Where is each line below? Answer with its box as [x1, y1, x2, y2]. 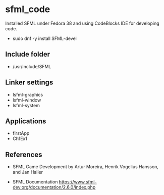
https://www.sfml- [59, 179, 97, 185]
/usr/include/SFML [12, 63, 51, 69]
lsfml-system [12, 102, 40, 108]
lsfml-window [12, 97, 41, 103]
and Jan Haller [12, 169, 43, 175]
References [5, 150, 42, 159]
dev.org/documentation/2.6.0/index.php [12, 184, 96, 190]
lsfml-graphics [12, 91, 43, 97]
